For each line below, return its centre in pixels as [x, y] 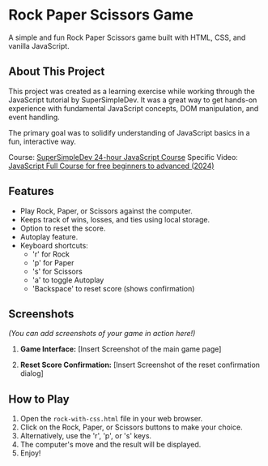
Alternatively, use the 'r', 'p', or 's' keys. [86, 436]
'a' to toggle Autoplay [68, 280]
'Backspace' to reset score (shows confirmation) [113, 288]
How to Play [39, 399]
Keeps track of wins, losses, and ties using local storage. [115, 219]
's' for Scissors [57, 271]
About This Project [57, 72]
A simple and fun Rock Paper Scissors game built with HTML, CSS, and [127, 37]
